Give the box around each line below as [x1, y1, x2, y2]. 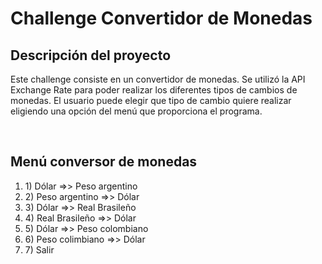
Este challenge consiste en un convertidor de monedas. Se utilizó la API [10, 73, 306, 85]
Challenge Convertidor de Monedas [10, 7, 313, 30]
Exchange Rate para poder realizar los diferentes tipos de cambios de [10, 84, 298, 96]
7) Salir [24, 243, 55, 256]
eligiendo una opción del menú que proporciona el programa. [10, 105, 263, 117]
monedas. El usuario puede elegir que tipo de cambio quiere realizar [10, 95, 292, 106]
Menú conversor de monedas [10, 153, 198, 171]
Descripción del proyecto [10, 47, 172, 64]
